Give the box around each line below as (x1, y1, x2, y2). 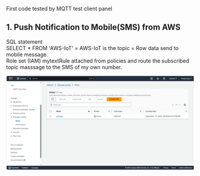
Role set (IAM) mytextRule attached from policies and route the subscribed (6, 57, 189, 64)
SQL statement (6, 38, 43, 45)
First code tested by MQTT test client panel (6, 5, 112, 12)
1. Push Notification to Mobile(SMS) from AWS (6, 22, 181, 32)
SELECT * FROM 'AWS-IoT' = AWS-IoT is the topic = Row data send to (6, 44, 179, 51)
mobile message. (6, 51, 48, 58)
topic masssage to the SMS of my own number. (6, 63, 123, 70)
